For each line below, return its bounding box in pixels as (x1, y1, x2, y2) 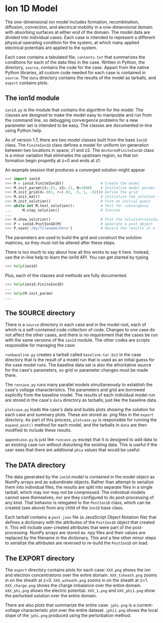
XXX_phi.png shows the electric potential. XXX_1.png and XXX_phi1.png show (5, 588, 155, 593)
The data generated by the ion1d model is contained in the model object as (5, 474, 155, 480)
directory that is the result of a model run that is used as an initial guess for (5, 357, 155, 363)
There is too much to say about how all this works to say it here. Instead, (5, 249, 150, 255)
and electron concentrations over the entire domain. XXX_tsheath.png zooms (5, 572, 157, 578)
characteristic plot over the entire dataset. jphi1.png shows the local (21, 607, 158, 613)
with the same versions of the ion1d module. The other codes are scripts (5, 337, 150, 343)
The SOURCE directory (5, 309, 75, 317)
